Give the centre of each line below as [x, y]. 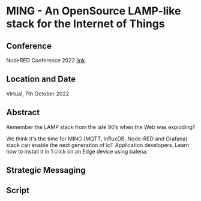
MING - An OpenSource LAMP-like [94, 11]
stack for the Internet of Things [85, 24]
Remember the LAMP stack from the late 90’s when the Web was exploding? [101, 127]
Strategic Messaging [46, 170]
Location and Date [41, 79]
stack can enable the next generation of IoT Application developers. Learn [98, 145]
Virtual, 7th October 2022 [38, 94]
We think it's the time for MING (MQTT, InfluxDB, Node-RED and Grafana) [97, 139]
